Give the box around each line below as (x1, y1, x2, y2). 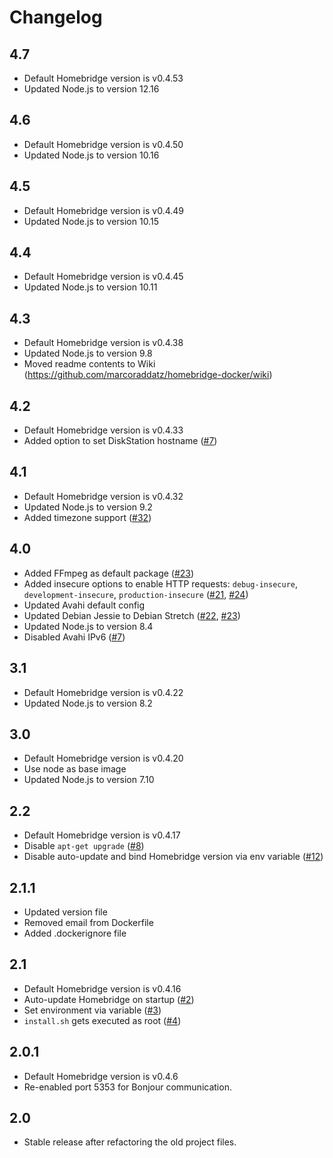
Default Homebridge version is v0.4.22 (23, 686, 184, 698)
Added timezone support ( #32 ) (23, 511, 152, 523)
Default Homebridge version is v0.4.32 (23, 490, 184, 502)
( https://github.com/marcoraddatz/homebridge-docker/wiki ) (23, 369, 273, 381)
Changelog (9, 6, 103, 29)
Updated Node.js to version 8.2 (23, 697, 153, 709)
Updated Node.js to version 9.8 (23, 347, 153, 360)
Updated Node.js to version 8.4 (23, 620, 154, 632)
